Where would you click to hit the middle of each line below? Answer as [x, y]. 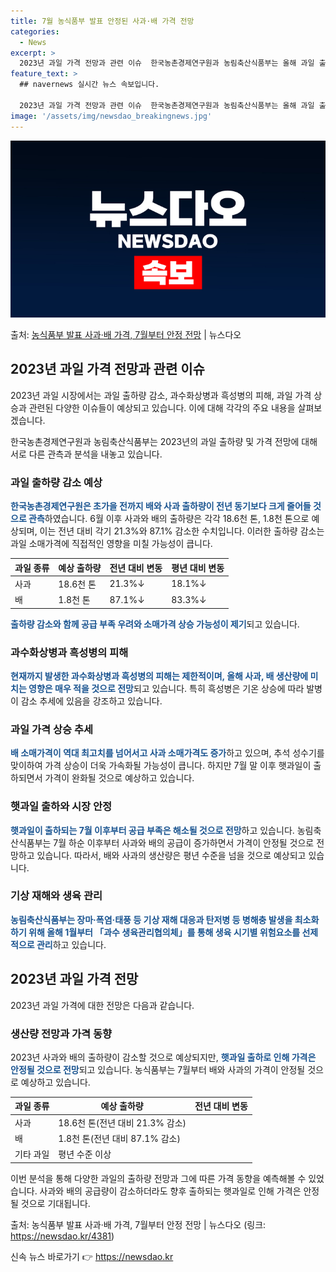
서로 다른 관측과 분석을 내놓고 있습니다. [86, 454]
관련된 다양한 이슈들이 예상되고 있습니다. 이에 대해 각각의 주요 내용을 [162, 407]
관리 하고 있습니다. [71, 944]
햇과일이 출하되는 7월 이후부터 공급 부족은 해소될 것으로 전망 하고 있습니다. [152, 830]
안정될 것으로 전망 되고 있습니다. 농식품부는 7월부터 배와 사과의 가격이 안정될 [158, 1069]
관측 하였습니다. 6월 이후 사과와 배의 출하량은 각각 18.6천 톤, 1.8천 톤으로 [169, 519]
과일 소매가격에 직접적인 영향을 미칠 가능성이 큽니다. [111, 544]
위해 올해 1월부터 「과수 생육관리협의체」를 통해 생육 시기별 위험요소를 [164, 932]
